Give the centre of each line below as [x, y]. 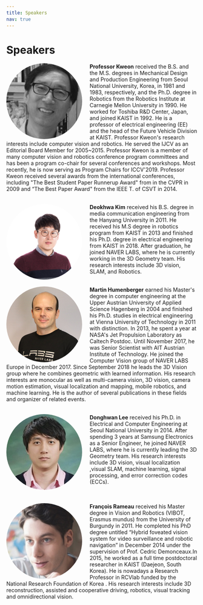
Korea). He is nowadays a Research [134, 571]
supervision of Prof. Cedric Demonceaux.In [144, 552]
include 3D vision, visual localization [135, 463]
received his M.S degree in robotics [134, 227]
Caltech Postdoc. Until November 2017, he [142, 341]
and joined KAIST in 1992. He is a [131, 118]
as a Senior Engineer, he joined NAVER [138, 443]
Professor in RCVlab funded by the [133, 577]
